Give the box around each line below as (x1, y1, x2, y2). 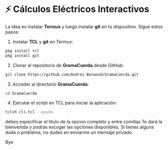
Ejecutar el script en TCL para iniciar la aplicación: (12, 100, 117, 106)
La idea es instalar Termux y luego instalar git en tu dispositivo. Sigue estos (5, 23, 163, 30)
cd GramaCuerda (5, 91, 37, 96)
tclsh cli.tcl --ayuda (5, 110, 53, 115)
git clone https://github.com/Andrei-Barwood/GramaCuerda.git (5, 72, 139, 77)
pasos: (5, 29, 19, 35)
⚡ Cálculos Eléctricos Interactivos (5, 4, 150, 15)
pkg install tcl (5, 48, 39, 53)
